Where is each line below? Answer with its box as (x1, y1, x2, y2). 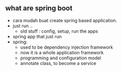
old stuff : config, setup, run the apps (20, 28, 98, 34)
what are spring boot (5, 4, 73, 13)
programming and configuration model (20, 55, 102, 61)
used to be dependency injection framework (20, 44, 113, 50)
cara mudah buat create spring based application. (12, 17, 117, 23)
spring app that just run (12, 33, 62, 39)
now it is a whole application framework (20, 49, 104, 55)
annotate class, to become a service (20, 60, 97, 66)
